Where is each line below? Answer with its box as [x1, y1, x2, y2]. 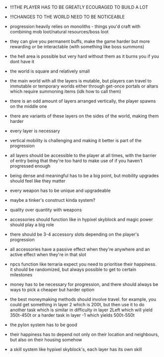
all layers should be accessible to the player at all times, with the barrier [9, 153, 157, 158]
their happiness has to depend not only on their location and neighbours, [9, 332, 159, 337]
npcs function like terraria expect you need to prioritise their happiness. [9, 261, 157, 267]
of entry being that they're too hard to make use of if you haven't [9, 158, 143, 164]
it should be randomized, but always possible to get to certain [9, 267, 137, 272]
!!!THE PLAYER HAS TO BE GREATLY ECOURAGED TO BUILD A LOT [9, 4, 148, 10]
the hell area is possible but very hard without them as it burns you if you [9, 53, 160, 59]
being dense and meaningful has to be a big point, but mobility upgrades [9, 173, 159, 178]
